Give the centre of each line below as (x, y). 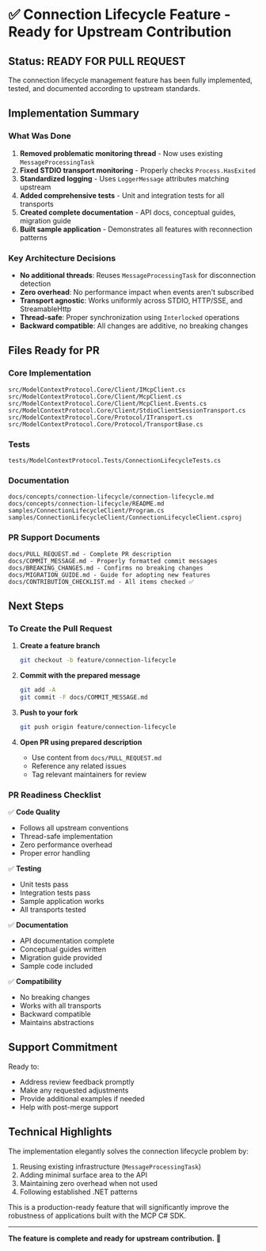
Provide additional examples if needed (82, 1098)
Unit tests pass (44, 884)
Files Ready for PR (54, 351)
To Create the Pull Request (60, 628)
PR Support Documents (54, 538)
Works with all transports (60, 1006)
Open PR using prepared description (81, 742)
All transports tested (53, 910)
